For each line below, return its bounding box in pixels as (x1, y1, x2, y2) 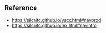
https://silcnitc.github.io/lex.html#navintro (11, 22, 97, 28)
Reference (4, 4, 37, 12)
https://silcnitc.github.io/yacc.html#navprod (11, 17, 101, 23)
